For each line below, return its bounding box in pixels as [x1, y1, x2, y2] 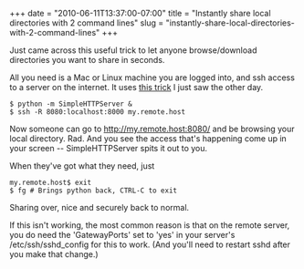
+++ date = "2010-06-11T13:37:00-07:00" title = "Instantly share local [9, 8, 271, 18]
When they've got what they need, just [9, 160, 155, 171]
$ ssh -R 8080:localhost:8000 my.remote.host [9, 108, 185, 117]
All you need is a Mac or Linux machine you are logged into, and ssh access [9, 72, 295, 83]
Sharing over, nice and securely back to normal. [9, 202, 190, 212]
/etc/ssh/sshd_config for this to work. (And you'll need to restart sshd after [9, 239, 290, 250]
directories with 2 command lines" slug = [9, 17, 164, 28]
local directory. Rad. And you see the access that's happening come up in [9, 133, 288, 144]
